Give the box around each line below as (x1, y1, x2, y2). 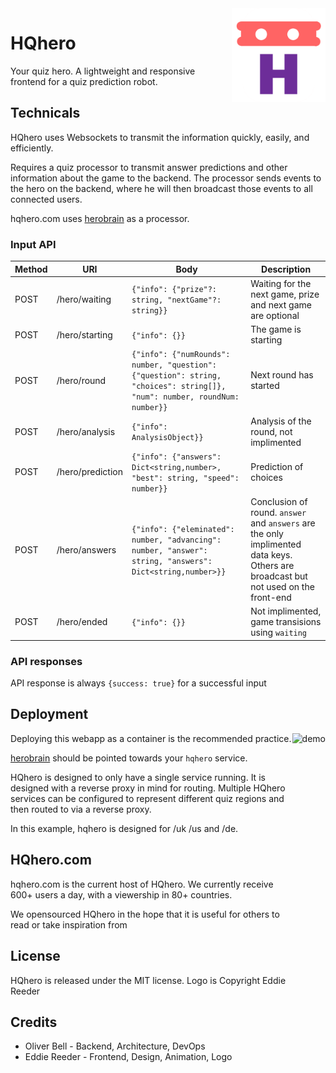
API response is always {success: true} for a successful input (10, 677, 267, 689)
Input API (10, 237, 57, 251)
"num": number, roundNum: (131, 392, 240, 402)
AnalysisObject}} (131, 433, 204, 443)
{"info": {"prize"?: (131, 285, 218, 295)
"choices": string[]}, (131, 382, 227, 392)
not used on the (250, 581, 315, 593)
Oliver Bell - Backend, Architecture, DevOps (24, 1040, 206, 1052)
